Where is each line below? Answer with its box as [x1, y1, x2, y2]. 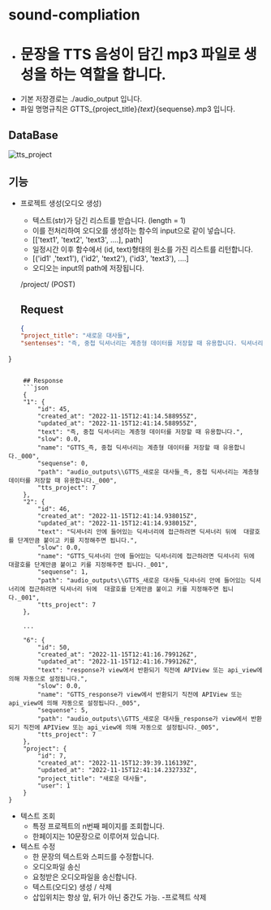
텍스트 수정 [19, 842, 56, 852]
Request [19, 303, 64, 317]
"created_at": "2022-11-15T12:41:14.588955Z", [37, 412, 198, 421]
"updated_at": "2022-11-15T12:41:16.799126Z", [37, 658, 198, 666]
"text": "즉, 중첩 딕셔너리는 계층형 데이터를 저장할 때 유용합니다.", [37, 428, 244, 436]
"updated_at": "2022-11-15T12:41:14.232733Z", [37, 766, 198, 775]
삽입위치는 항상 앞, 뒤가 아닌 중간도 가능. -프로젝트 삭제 [32, 892, 207, 902]
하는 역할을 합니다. [49, 66, 166, 84]
